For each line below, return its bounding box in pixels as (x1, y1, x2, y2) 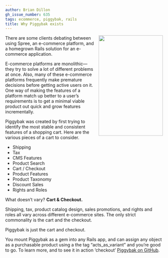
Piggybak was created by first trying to (5, 118, 85, 124)
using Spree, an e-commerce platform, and (5, 41, 94, 47)
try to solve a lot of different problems (15, 66, 93, 72)
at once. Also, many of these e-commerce (5, 71, 92, 78)
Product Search (12, 160, 45, 166)
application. (28, 51, 52, 57)
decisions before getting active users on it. (5, 82, 93, 88)
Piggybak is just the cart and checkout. (5, 227, 86, 233)
